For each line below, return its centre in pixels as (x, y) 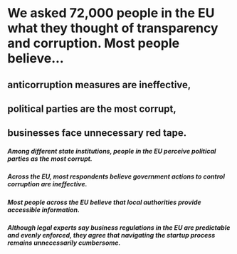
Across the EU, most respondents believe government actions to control (116, 176)
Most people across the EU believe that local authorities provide (104, 202)
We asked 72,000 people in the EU (111, 13)
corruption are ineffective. (47, 184)
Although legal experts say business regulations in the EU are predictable (119, 228)
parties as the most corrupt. (50, 159)
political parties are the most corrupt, (92, 109)
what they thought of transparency (113, 28)
